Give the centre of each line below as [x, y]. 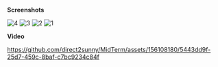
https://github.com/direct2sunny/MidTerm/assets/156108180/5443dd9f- [109, 50]
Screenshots [26, 10]
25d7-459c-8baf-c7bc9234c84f [53, 57]
